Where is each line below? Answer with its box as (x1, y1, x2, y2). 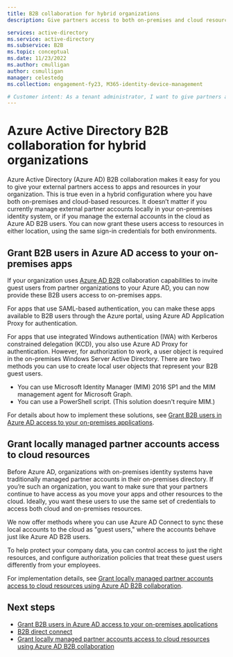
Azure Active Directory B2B (7, 123, 169, 139)
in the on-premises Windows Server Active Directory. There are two (7, 355, 201, 362)
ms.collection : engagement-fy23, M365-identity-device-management (7, 80, 203, 87)
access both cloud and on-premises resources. (7, 504, 143, 513)
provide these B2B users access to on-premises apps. (7, 291, 162, 299)
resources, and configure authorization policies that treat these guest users (7, 553, 223, 561)
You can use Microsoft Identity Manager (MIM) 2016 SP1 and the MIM (17, 383, 216, 391)
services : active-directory (7, 29, 89, 36)
